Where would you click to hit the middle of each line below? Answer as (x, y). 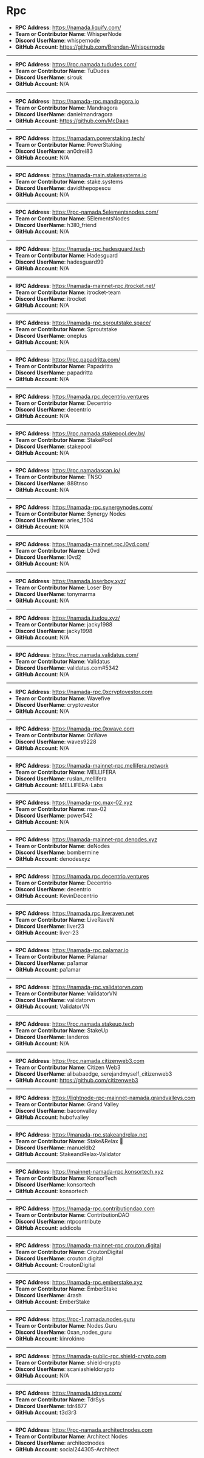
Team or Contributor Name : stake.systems (69, 181)
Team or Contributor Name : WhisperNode (68, 33)
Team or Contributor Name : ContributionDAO (72, 1214)
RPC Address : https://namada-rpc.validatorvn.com (79, 987)
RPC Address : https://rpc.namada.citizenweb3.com (80, 1060)
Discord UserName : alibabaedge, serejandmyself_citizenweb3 (93, 1074)
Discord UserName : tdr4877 (51, 1406)
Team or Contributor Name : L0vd (57, 550)
